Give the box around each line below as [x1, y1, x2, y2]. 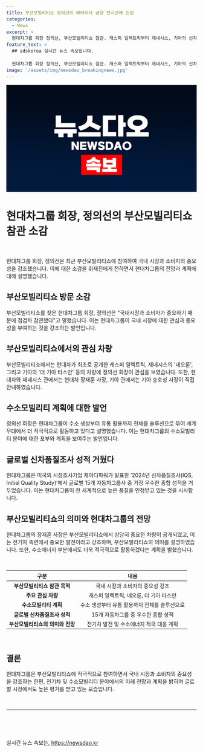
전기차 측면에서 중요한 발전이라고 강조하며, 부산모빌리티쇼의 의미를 [12, 539, 169, 545]
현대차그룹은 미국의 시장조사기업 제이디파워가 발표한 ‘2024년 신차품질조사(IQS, [6, 472, 193, 479]
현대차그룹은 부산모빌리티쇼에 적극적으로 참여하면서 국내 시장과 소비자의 [6, 670, 176, 678]
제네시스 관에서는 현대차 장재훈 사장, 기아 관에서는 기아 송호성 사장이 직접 [22, 375, 195, 383]
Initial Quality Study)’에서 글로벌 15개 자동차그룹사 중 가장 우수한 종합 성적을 [6, 479, 187, 487]
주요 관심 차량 [26, 592, 59, 598]
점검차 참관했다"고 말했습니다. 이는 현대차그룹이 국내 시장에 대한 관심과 [17, 316, 185, 323]
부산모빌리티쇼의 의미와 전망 [8, 620, 76, 627]
